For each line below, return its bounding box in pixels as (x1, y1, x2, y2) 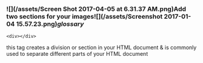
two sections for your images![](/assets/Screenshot (6, 12, 163, 20)
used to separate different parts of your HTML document (6, 50, 148, 58)
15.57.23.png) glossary (16, 20, 84, 28)
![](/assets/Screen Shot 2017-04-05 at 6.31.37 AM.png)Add (6, 5, 187, 13)
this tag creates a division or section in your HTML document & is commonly (6, 44, 197, 51)
